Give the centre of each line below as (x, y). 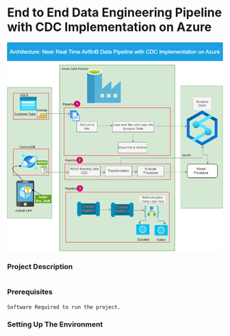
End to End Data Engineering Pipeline (115, 13)
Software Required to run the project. (64, 307)
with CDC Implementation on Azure (110, 27)
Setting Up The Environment (55, 324)
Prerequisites (30, 292)
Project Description (40, 266)
